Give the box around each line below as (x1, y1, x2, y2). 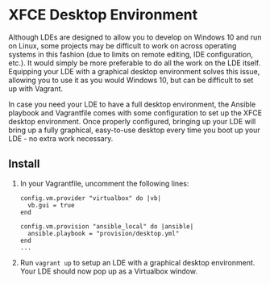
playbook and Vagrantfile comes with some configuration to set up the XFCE (8, 107, 263, 118)
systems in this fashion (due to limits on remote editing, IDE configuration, (8, 49, 254, 59)
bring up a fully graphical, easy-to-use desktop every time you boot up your (8, 125, 260, 135)
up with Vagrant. (8, 83, 63, 94)
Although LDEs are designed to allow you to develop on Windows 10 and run (8, 32, 262, 42)
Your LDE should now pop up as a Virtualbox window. (19, 266, 197, 276)
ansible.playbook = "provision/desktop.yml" (27, 229, 180, 237)
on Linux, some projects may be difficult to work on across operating (8, 40, 237, 50)
